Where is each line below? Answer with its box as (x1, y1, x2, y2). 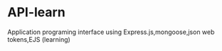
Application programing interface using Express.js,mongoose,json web (7, 28, 215, 36)
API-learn (7, 4, 65, 21)
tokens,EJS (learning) (7, 35, 71, 43)
